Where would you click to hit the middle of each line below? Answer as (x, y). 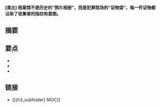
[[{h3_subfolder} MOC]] (36, 100)
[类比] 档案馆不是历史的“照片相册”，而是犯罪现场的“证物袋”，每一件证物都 (80, 7)
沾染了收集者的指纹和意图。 (33, 13)
